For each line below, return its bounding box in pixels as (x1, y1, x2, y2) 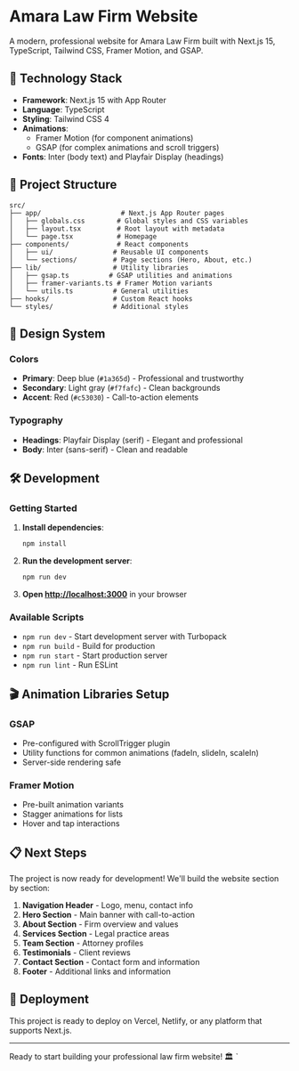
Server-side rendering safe (21, 757, 122, 767)
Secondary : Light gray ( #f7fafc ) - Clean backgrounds (21, 383, 221, 394)
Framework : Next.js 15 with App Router (21, 94, 166, 105)
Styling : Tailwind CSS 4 (21, 113, 109, 124)
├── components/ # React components (9, 239, 190, 248)
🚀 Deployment (9, 992, 89, 1007)
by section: (9, 883, 51, 894)
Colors (9, 353, 39, 365)
